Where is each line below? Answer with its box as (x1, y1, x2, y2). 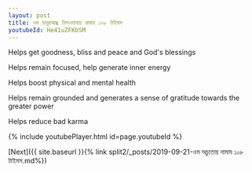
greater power (8, 101, 54, 111)
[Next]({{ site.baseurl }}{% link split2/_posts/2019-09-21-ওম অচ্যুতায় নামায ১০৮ (8, 147, 244, 157)
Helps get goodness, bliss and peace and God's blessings (8, 48, 196, 57)
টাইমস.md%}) (8, 156, 47, 166)
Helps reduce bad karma (8, 117, 89, 126)
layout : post (8, 11, 51, 20)
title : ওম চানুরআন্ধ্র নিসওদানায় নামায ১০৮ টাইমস (8, 19, 123, 27)
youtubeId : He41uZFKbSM (8, 26, 86, 34)
